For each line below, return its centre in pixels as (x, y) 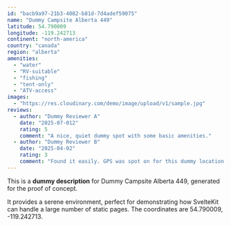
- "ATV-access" (35, 91)
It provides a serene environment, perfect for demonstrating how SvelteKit (113, 202)
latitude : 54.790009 (37, 26)
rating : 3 (34, 155)
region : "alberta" (34, 53)
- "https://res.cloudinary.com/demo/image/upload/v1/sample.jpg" (110, 104)
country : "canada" (34, 46)
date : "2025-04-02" (48, 149)
